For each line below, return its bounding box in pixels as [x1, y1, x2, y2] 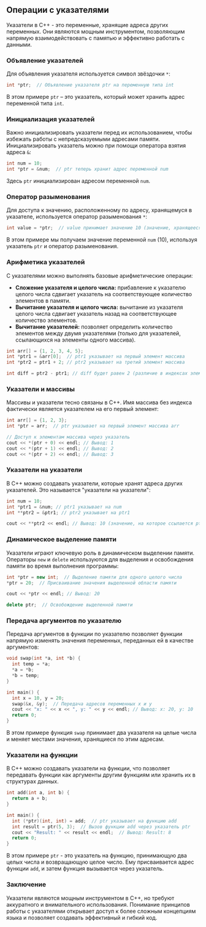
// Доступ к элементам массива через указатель [6, 434, 131, 440]
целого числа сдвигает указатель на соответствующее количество [15, 290, 192, 297]
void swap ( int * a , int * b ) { [6, 655, 81, 662]
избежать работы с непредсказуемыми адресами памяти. [6, 135, 161, 143]
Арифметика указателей [6, 258, 85, 267]
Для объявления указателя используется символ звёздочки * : [6, 70, 170, 77]
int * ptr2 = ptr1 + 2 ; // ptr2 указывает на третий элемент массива [6, 359, 185, 366]
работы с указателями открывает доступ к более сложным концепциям [6, 907, 196, 915]
